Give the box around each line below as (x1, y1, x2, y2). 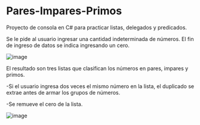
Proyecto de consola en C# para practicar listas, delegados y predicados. (6, 24, 187, 31)
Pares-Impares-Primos (6, 4, 122, 18)
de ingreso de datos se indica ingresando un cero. (6, 42, 130, 49)
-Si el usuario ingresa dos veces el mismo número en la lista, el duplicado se (6, 82, 195, 90)
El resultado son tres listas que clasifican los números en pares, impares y (6, 64, 189, 72)
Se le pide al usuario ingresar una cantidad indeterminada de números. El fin (6, 35, 194, 42)
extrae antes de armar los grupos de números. (6, 89, 121, 96)
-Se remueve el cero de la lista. (6, 100, 83, 108)
